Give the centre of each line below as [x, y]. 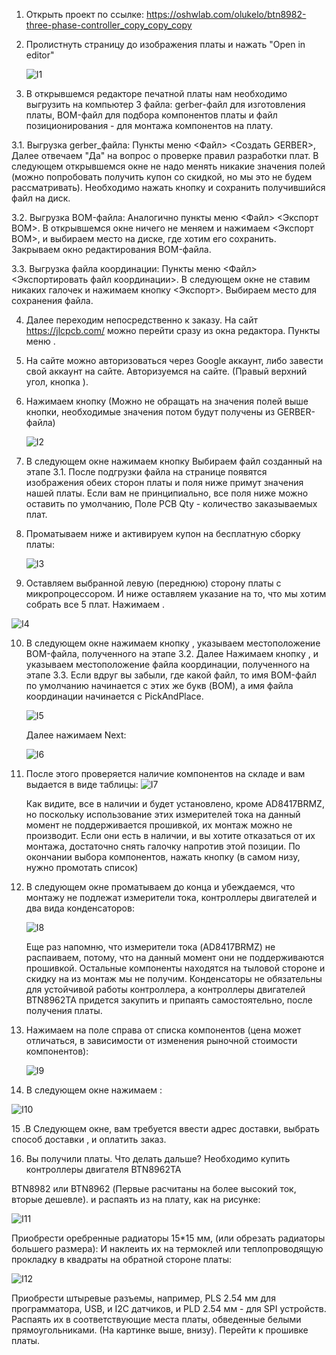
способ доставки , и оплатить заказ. [89, 1139]
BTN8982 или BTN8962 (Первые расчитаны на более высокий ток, [154, 1188]
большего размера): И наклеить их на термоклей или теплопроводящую [167, 1248]
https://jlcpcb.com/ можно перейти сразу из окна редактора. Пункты [173, 330]
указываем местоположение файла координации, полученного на [168, 664]
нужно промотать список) [82, 867]
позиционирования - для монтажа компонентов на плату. [149, 125]
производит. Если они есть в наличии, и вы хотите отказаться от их [170, 835]
